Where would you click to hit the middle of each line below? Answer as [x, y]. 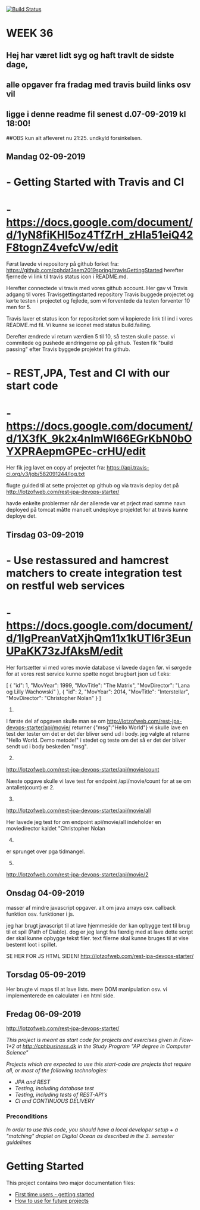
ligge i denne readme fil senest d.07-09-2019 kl [96, 114]
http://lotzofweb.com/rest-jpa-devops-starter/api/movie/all [79, 810]
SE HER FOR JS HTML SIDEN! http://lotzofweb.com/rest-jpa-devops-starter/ [100, 956]
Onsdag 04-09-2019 [46, 893]
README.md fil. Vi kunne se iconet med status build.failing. [79, 325]
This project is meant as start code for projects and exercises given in [92, 1040]
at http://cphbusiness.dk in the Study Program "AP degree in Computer [103, 1046]
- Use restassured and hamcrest [87, 561]
